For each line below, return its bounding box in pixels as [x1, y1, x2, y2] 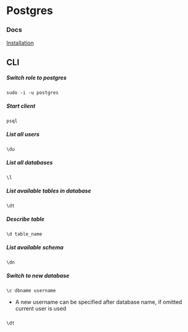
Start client [6, 102, 36, 110]
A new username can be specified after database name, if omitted [15, 298, 182, 306]
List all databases [6, 159, 53, 166]
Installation [6, 39, 34, 46]
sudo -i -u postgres [6, 89, 59, 95]
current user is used [15, 304, 66, 312]
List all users [6, 131, 40, 138]
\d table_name [6, 231, 43, 237]
